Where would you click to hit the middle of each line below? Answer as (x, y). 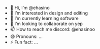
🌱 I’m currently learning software (44, 18)
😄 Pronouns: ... (26, 36)
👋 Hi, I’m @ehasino (30, 8)
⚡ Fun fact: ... (24, 42)
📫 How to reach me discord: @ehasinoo (53, 29)
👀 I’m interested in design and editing (49, 13)
